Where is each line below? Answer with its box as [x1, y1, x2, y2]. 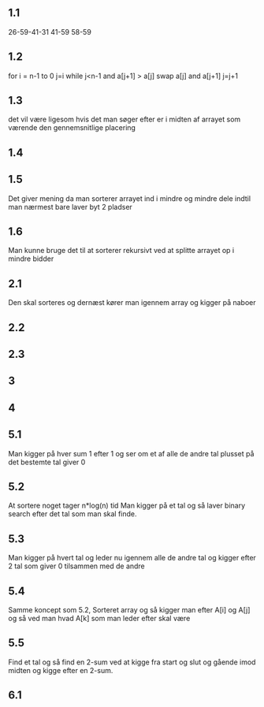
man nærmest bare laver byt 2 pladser [8, 202, 132, 211]
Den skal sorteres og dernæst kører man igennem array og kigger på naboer [8, 298, 256, 307]
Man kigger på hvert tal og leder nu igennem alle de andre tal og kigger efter [8, 553, 256, 563]
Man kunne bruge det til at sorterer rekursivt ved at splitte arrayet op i [8, 246, 235, 255]
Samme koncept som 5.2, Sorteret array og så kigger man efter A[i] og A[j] [8, 605, 251, 615]
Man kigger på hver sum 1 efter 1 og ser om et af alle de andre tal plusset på [8, 448, 255, 458]
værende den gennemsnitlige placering [8, 123, 136, 132]
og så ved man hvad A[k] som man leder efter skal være [8, 614, 191, 623]
